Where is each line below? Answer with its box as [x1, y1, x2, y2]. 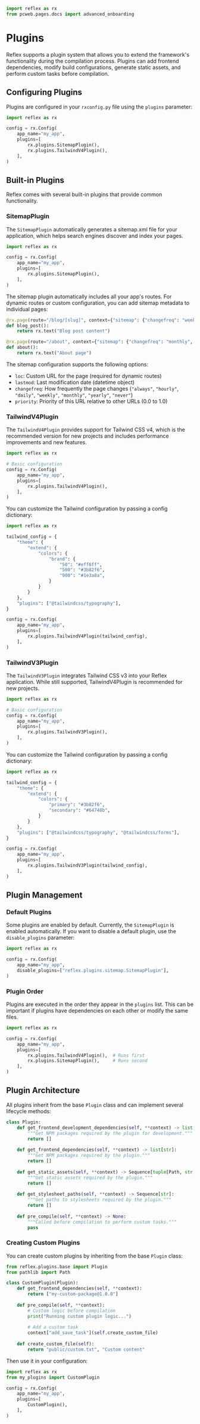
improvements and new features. [6, 439, 87, 446]
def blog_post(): [6, 323, 49, 329]
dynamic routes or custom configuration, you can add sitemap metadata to [6, 299, 190, 307]
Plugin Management [6, 890, 83, 900]
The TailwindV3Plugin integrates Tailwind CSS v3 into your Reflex [6, 671, 167, 679]
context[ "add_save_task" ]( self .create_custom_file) [27, 1330, 159, 1336]
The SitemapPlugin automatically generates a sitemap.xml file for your [6, 225, 177, 233]
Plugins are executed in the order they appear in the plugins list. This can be [6, 1001, 194, 1008]
